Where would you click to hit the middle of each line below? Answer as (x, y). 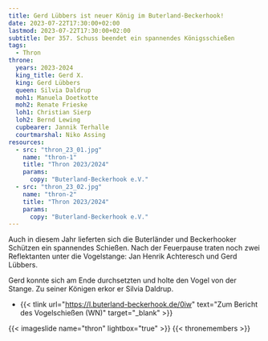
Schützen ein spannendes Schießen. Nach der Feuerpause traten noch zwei (134, 248)
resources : (26, 142)
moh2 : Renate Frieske (52, 105)
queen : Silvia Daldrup (53, 90)
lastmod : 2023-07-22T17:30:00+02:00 (69, 30)
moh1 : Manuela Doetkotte (57, 98)
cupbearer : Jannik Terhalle (63, 127)
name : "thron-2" (50, 194)
